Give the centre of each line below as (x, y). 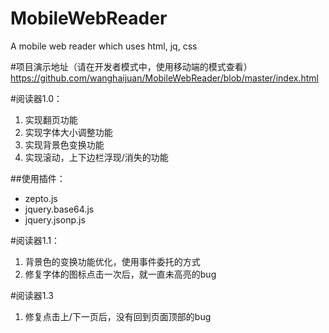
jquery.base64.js (59, 209)
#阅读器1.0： (36, 98)
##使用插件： (38, 178)
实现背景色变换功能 (64, 144)
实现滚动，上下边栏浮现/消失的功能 (96, 157)
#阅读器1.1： (35, 240)
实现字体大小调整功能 (68, 132)
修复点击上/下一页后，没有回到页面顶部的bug (118, 316)
